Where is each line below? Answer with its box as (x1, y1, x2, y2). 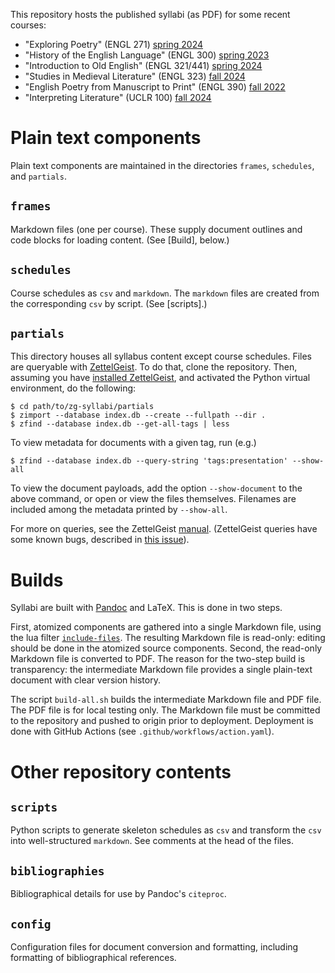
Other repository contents (10, 760, 232, 783)
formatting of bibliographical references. (10, 951, 177, 963)
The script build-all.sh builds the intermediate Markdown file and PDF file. (10, 694, 322, 706)
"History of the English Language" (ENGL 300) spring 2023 (24, 49, 270, 61)
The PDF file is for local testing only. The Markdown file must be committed (10, 704, 321, 716)
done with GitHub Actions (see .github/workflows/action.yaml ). (10, 725, 275, 738)
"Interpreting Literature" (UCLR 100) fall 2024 (24, 92, 212, 103)
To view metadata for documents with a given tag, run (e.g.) (10, 437, 257, 449)
